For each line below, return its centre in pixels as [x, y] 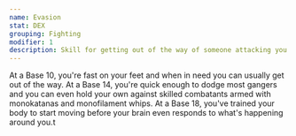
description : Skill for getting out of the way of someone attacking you [148, 50]
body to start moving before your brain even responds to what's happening [146, 113]
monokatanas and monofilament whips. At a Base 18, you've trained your [142, 103]
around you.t [32, 122]
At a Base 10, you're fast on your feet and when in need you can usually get [147, 75]
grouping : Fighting [45, 34]
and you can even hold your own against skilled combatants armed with [140, 94]
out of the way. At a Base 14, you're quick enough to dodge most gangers [143, 85]
